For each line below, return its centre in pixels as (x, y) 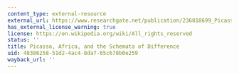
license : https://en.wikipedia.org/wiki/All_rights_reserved (100, 33)
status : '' (23, 40)
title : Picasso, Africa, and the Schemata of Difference (94, 47)
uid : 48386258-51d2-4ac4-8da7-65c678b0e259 (73, 54)
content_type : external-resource (57, 14)
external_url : (28, 20)
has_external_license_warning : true (62, 27)
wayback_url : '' (31, 60)
